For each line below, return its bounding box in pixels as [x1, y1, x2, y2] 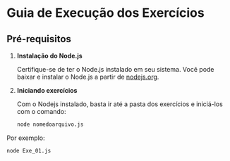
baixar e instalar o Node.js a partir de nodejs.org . [16, 72, 159, 81]
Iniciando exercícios [16, 86, 78, 94]
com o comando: [16, 108, 66, 115]
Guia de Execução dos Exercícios [6, 5, 205, 21]
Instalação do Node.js [16, 51, 83, 60]
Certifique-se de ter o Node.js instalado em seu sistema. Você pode [16, 65, 214, 73]
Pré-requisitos [6, 33, 72, 45]
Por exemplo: [6, 134, 45, 142]
